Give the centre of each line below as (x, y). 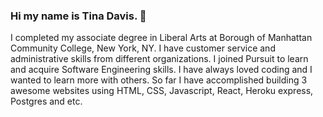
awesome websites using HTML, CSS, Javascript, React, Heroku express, (162, 91)
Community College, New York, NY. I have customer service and (143, 48)
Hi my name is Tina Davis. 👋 (78, 16)
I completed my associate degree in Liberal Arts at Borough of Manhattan (161, 38)
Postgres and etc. (46, 101)
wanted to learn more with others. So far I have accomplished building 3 (159, 80)
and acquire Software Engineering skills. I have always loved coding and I (161, 70)
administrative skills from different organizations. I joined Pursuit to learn (159, 59)
